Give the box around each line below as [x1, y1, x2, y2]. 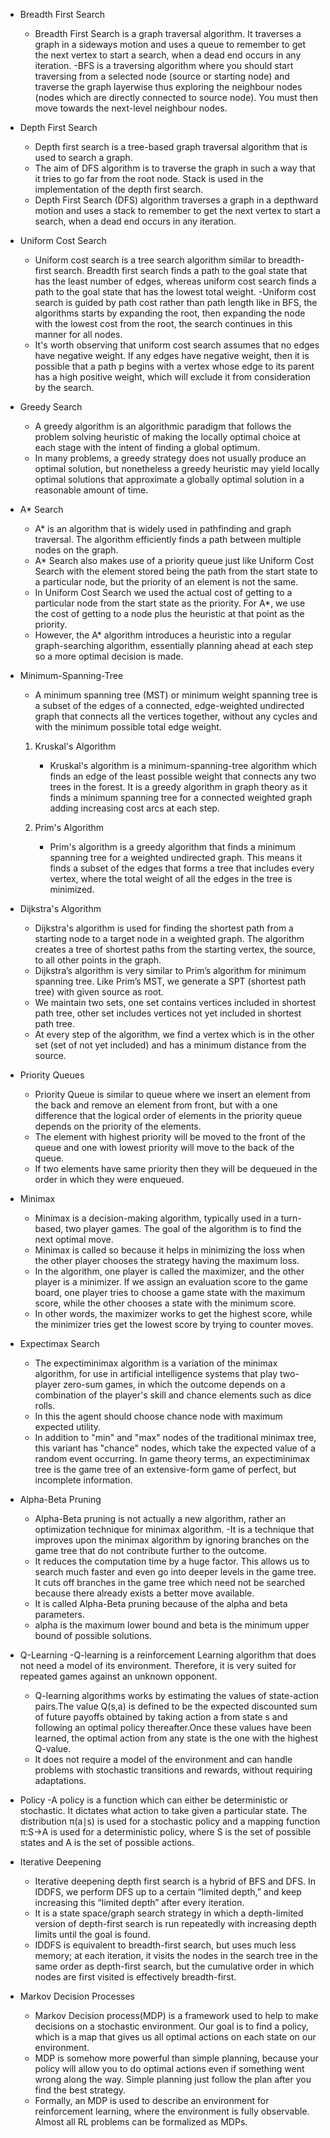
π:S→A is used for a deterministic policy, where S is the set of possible [19, 1826, 312, 1838]
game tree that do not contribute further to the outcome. [34, 1545, 267, 1556]
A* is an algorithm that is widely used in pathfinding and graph [34, 523, 292, 534]
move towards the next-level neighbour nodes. [34, 102, 228, 114]
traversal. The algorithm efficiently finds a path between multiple [34, 534, 302, 545]
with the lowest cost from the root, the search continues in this [34, 318, 293, 329]
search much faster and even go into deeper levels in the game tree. [34, 1566, 317, 1578]
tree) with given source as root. [34, 986, 164, 998]
